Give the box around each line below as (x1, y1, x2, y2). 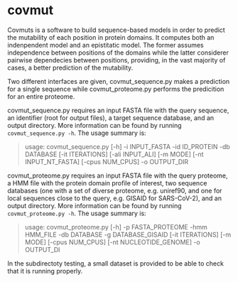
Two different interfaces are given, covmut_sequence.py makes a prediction (7, 77, 230, 85)
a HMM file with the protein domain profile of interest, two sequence (7, 178, 207, 187)
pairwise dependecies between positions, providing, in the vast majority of (7, 55, 226, 64)
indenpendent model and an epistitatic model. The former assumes (7, 40, 204, 49)
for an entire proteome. (7, 92, 75, 101)
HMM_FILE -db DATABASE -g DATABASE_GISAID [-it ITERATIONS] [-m (24, 230, 232, 239)
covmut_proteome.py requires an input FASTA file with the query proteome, (7, 171, 229, 180)
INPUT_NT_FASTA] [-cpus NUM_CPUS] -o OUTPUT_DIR (24, 157, 189, 166)
